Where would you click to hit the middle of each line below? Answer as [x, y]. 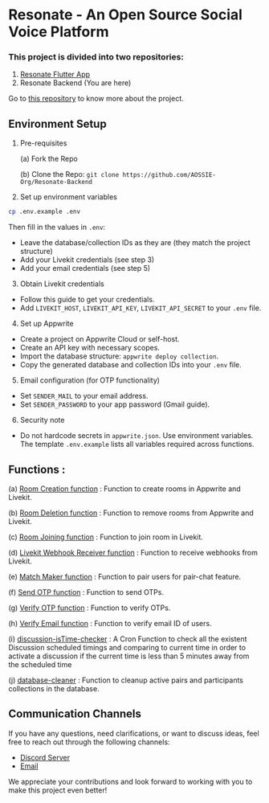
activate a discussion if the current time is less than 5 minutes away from [129, 656]
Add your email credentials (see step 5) [85, 268]
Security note [42, 420]
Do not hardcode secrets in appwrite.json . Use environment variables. [137, 436]
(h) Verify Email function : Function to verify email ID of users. [110, 623]
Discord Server [45, 757]
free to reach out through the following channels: [89, 742]
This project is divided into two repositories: [96, 57]
